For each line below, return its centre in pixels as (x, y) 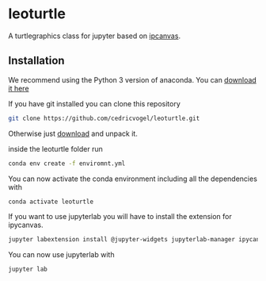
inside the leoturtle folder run (55, 148)
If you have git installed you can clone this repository (94, 103)
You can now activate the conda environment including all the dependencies (133, 179)
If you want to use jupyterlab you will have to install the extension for (120, 217)
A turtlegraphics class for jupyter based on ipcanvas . (94, 36)
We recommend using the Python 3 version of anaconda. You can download (133, 79)
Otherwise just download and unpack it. (73, 133)
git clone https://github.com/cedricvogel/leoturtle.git (104, 118)
